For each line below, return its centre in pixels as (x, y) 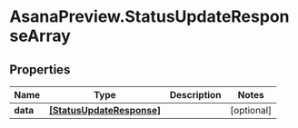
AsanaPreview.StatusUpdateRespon (149, 17)
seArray (40, 36)
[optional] (251, 110)
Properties (40, 69)
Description (195, 95)
